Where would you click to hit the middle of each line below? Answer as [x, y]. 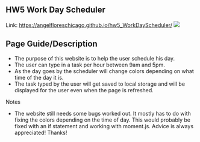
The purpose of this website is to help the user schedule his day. [95, 58]
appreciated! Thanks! [41, 132]
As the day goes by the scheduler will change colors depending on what [104, 71]
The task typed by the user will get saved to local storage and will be [99, 84]
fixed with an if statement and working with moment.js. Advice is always [104, 126]
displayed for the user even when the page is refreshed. [84, 90]
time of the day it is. [39, 77]
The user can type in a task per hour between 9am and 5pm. [89, 65]
